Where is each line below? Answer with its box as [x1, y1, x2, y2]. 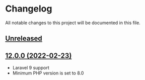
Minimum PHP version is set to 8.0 [12, 70, 84, 76]
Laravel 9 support [12, 65, 49, 71]
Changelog [5, 3, 52, 15]
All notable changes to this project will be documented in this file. [5, 20, 141, 26]
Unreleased [5, 34, 43, 43]
